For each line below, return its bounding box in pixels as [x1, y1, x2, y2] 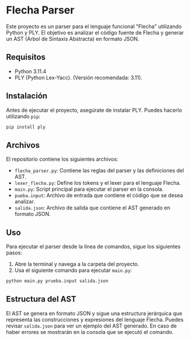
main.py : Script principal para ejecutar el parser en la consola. [14, 185, 164, 193]
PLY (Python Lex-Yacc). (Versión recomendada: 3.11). [14, 74, 143, 81]
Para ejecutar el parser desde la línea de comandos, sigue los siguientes [6, 243, 181, 250]
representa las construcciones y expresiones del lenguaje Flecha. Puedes [6, 316, 184, 323]
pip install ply [6, 124, 46, 130]
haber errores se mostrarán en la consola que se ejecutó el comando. [6, 328, 174, 335]
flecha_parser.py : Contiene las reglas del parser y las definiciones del [14, 167, 184, 174]
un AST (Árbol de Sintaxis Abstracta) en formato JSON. [6, 35, 139, 42]
